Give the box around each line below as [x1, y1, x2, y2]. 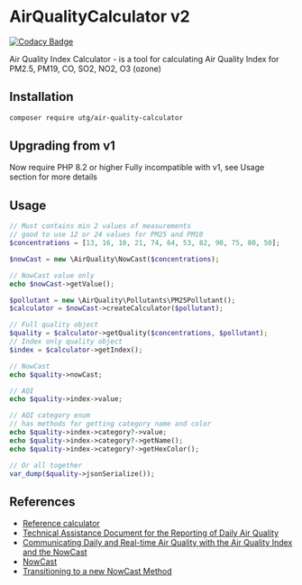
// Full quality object [9, 320, 99, 330]
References [9, 494, 76, 509]
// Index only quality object [9, 337, 124, 346]
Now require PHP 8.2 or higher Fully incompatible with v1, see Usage [9, 162, 265, 173]
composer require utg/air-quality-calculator [9, 113, 183, 123]
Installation [9, 89, 74, 105]
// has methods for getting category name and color [9, 419, 212, 429]
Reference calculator [22, 518, 101, 529]
